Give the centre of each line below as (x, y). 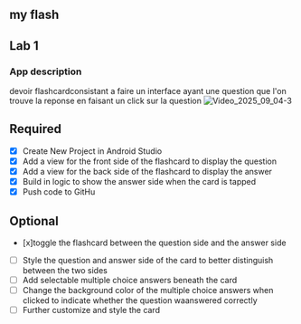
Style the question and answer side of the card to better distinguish (148, 261)
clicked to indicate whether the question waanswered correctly (140, 300)
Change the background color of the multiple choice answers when (148, 291)
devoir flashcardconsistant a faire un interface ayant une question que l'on (148, 91)
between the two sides (65, 271)
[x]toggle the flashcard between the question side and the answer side (154, 243)
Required (35, 129)
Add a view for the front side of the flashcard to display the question (150, 161)
